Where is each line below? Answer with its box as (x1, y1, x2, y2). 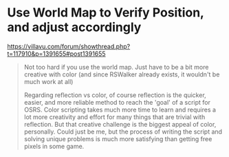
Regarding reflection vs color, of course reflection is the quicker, (23, 91, 206, 99)
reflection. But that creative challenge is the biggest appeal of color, (23, 120, 217, 128)
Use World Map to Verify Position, (7, 5, 204, 21)
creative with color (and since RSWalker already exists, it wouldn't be (23, 70, 220, 78)
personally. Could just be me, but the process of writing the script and (23, 127, 222, 136)
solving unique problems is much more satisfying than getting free (23, 134, 212, 143)
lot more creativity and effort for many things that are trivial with (23, 112, 206, 121)
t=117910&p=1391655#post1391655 (7, 50, 106, 58)
